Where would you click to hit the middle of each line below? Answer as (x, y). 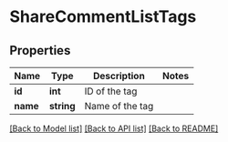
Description (119, 76)
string (62, 106)
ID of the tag (111, 91)
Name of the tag (119, 106)
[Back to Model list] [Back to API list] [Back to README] (114, 128)
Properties (40, 51)
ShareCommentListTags (103, 17)
